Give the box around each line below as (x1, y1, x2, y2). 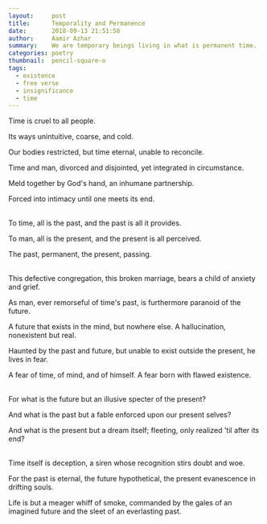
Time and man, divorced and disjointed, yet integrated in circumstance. (8, 163, 244, 173)
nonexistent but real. (8, 331, 76, 340)
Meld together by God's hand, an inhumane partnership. (8, 179, 195, 188)
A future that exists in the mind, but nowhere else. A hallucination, (8, 322, 227, 332)
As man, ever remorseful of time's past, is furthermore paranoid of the (8, 298, 241, 307)
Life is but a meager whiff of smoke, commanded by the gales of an (8, 498, 232, 508)
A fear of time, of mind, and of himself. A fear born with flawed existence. (8, 370, 252, 380)
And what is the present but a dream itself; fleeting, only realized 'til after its (8, 426, 260, 435)
